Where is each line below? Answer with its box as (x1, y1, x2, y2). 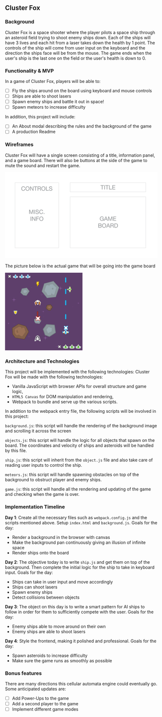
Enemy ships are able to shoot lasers (12, 628, 86, 635)
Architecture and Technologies (5, 358, 80, 365)
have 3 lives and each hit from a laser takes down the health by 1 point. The (5, 40, 155, 46)
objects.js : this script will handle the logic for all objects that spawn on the (5, 438, 155, 443)
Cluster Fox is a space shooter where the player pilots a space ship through (5, 29, 156, 35)
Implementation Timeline (5, 504, 65, 510)
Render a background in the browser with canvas (12, 534, 110, 540)
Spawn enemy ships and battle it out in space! (12, 99, 104, 105)
